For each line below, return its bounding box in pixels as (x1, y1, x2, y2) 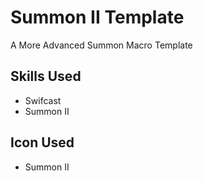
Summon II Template (10, 6, 185, 29)
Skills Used (10, 68, 82, 85)
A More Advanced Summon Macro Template (10, 39, 193, 51)
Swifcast (24, 94, 62, 106)
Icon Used (10, 134, 75, 151)
